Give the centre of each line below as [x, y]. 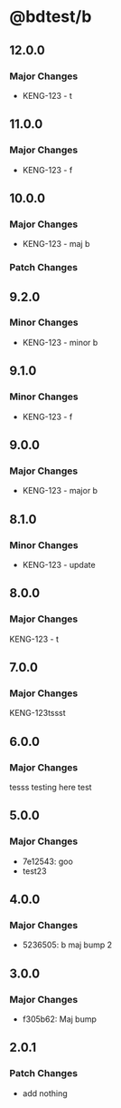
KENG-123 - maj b [56, 244]
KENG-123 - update [59, 564]
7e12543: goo [48, 861]
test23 [34, 871]
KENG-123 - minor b [60, 342]
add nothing [45, 1093]
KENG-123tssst [37, 713]
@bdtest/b [51, 17]
